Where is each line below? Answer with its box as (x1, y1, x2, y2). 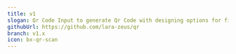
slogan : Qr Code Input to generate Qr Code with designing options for (7, 17, 221, 24)
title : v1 (7, 10, 37, 18)
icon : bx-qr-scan (7, 36, 58, 43)
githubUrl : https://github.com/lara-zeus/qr (7, 23, 140, 30)
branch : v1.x (7, 29, 46, 37)
